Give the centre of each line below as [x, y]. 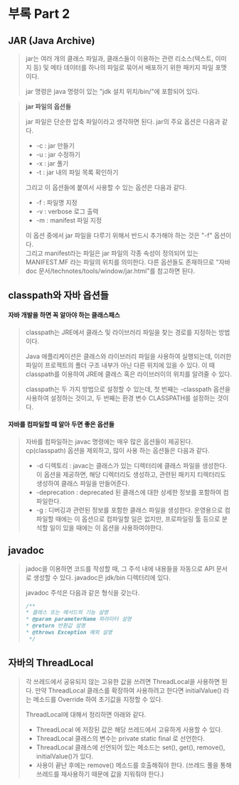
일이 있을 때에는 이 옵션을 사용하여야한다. [106, 528]
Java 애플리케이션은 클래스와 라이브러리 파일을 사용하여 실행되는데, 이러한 [128, 356]
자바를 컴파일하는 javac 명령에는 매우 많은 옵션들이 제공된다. [109, 442]
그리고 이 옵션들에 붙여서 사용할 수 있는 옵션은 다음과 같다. [106, 187]
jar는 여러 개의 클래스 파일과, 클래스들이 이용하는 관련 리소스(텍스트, [119, 58]
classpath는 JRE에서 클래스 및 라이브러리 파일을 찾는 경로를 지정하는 [121, 332]
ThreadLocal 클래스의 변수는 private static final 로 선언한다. [121, 738]
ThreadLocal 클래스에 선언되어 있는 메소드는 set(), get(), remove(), [131, 747]
